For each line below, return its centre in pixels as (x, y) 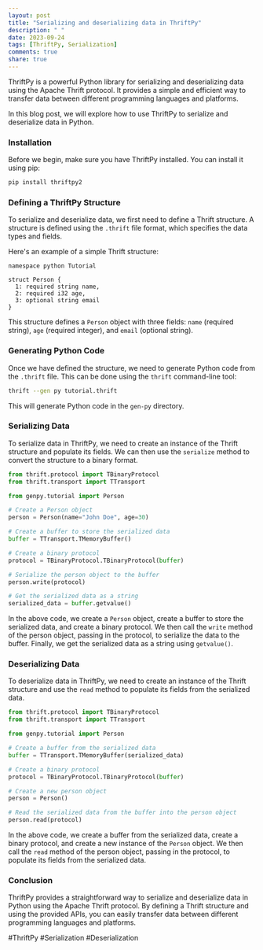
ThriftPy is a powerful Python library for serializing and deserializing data (126, 81)
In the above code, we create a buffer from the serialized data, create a (123, 835)
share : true (27, 60)
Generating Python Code (56, 351)
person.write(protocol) (47, 582)
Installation (30, 142)
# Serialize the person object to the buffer (84, 575)
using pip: (24, 168)
